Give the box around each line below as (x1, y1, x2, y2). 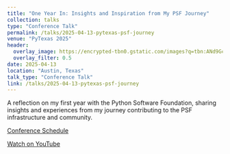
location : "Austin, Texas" (7, 67, 84, 74)
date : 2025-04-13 (7, 61, 57, 68)
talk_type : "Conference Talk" (7, 73, 94, 81)
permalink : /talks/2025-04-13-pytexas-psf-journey (7, 29, 155, 36)
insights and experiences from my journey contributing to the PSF (7, 106, 193, 114)
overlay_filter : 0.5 (13, 55, 72, 62)
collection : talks (7, 16, 60, 23)
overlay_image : (13, 49, 57, 55)
